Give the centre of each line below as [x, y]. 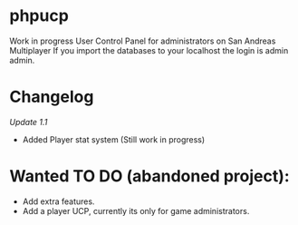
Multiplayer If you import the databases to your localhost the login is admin [149, 50]
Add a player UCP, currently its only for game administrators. [136, 210]
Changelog [52, 97]
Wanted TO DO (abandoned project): [149, 176]
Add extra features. [58, 201]
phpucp [39, 16]
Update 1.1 [29, 122]
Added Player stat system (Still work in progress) [114, 139]
